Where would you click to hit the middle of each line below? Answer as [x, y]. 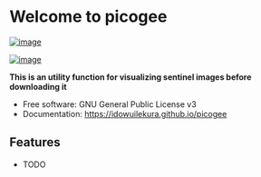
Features [35, 143]
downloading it [38, 86]
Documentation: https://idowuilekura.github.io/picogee [125, 113]
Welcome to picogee [88, 17]
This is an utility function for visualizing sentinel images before [130, 77]
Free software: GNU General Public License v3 [109, 104]
